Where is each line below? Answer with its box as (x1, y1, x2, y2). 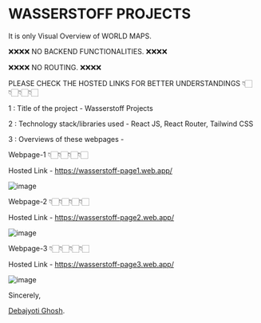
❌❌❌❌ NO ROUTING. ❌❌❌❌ (8, 62, 102, 72)
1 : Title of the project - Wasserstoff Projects (8, 103, 153, 112)
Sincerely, (8, 290, 42, 300)
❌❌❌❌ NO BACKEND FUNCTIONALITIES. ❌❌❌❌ (8, 46, 168, 56)
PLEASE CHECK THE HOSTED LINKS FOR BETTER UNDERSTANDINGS (8, 78, 241, 88)
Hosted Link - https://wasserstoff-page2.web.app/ (8, 212, 174, 222)
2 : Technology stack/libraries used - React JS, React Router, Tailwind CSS (8, 119, 254, 128)
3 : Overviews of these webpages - (8, 134, 125, 144)
